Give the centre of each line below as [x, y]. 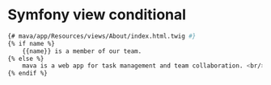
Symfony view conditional [97, 15]
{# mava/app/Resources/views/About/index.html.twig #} [102, 36]
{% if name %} [32, 43]
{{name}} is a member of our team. [82, 51]
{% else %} [26, 59]
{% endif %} [28, 74]
